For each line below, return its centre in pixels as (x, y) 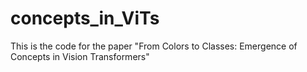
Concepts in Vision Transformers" (80, 56)
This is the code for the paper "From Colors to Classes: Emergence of (154, 46)
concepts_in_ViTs (85, 18)
